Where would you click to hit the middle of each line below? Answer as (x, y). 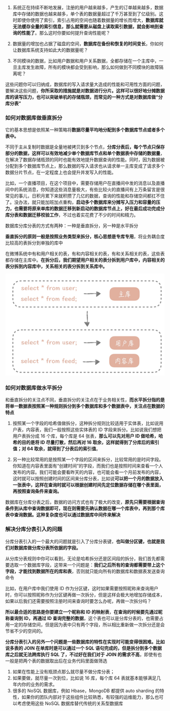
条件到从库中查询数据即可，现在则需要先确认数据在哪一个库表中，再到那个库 (85, 508)
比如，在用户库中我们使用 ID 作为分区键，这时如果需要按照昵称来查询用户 (82, 588)
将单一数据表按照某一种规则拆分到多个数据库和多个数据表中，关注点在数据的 (85, 406)
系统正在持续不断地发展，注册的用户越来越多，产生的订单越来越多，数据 (88, 7)
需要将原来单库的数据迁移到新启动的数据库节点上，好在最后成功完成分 (92, 209)
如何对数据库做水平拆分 (34, 388)
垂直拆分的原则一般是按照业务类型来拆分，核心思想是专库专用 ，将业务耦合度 (85, 237)
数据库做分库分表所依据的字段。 (47, 547)
